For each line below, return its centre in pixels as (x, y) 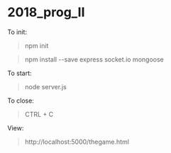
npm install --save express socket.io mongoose (94, 59)
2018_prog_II (46, 12)
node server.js (46, 86)
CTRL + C (39, 114)
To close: (21, 101)
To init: (17, 32)
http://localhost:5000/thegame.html (77, 142)
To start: (20, 73)
